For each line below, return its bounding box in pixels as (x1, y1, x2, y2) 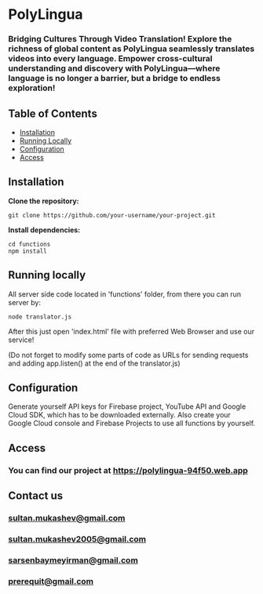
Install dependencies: (8, 225, 81, 235)
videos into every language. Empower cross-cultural (8, 53, 214, 64)
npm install (8, 247, 47, 255)
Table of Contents (8, 107, 98, 120)
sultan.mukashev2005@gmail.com (8, 534, 147, 545)
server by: (8, 297, 42, 307)
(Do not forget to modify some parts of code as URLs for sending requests (8, 350, 249, 359)
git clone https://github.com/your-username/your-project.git (8, 211, 216, 219)
